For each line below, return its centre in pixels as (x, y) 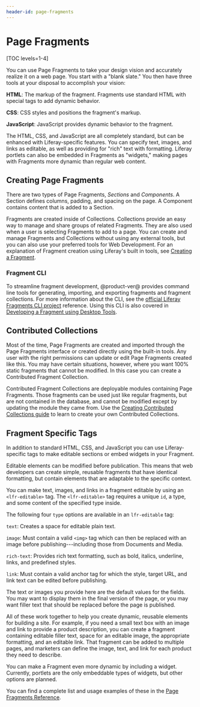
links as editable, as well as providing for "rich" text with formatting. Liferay (99, 149)
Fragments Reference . (34, 697)
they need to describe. (34, 655)
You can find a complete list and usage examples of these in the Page (92, 691)
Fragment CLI (26, 273)
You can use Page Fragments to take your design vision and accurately (94, 70)
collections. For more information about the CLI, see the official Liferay (93, 299)
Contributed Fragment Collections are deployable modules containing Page (99, 389)
